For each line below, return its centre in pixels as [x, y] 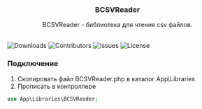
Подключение [33, 64]
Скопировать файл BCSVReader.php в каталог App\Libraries [106, 78]
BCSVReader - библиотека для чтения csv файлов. [117, 25]
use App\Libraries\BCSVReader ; [53, 99]
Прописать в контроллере [57, 86]
